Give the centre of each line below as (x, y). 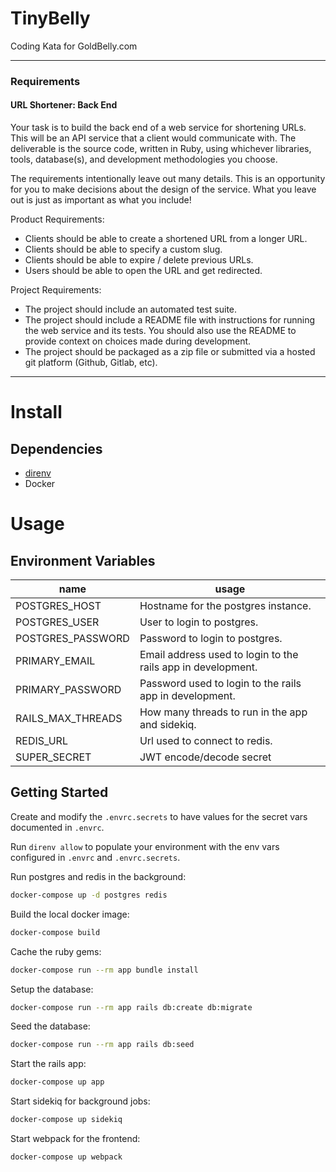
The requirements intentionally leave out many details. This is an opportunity (168, 179)
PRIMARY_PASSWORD (68, 690)
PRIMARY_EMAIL (55, 661)
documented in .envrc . (57, 827)
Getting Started (59, 792)
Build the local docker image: (70, 914)
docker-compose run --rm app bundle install (104, 970)
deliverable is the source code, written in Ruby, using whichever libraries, (161, 149)
